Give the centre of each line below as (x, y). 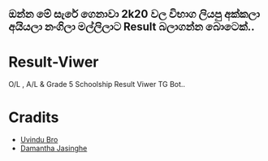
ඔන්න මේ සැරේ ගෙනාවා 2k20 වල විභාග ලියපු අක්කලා (134, 14)
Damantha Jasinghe (54, 148)
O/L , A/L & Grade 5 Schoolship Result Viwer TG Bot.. (97, 85)
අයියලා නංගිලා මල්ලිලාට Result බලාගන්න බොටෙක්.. (132, 27)
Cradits (34, 117)
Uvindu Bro (39, 140)
